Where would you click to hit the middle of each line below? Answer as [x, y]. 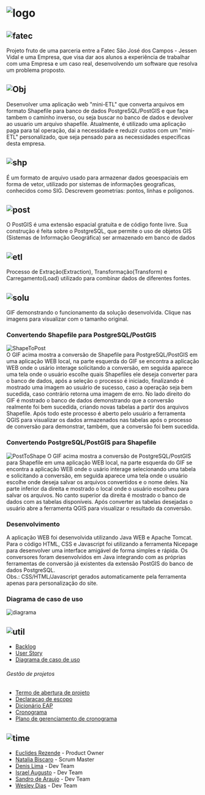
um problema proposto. [36, 70]
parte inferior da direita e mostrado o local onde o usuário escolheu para [98, 488]
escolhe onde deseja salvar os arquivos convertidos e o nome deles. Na [97, 482]
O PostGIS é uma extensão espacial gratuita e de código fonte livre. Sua [97, 225]
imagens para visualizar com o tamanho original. [68, 319]
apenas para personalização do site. [52, 583]
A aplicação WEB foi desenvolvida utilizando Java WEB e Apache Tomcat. [99, 537]
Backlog [25, 647]
